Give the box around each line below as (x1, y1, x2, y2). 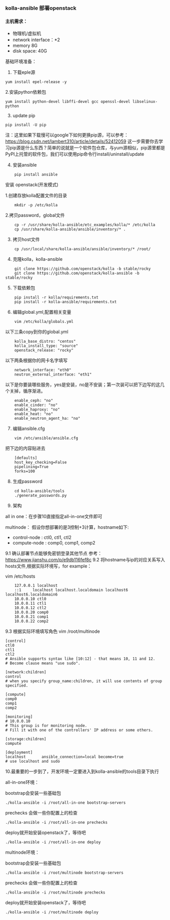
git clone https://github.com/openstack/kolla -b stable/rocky (14, 266, 151, 272)
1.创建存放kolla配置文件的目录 (5, 193, 67, 199)
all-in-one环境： (5, 779, 40, 786)
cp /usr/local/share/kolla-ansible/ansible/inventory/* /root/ (14, 247, 151, 252)
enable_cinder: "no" (14, 402, 58, 408)
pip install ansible (14, 172, 58, 177)
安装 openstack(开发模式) (5, 182, 59, 188)
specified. (5, 683, 28, 688)
